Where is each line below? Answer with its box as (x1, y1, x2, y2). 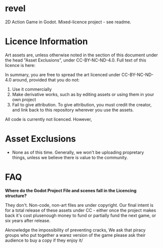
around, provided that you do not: (13, 77, 80, 83)
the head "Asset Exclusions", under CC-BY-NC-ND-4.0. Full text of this (5, 57, 147, 63)
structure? (5, 193, 27, 198)
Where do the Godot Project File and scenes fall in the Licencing (5, 187, 137, 193)
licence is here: (5, 62, 35, 68)
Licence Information (5, 36, 88, 47)
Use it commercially (12, 86, 52, 92)
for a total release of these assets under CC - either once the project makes (5, 207, 156, 213)
